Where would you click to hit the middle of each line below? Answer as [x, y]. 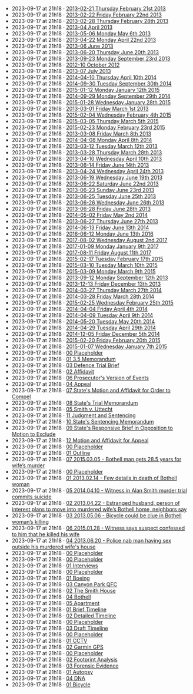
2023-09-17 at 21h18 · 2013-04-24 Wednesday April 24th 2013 [88, 171]
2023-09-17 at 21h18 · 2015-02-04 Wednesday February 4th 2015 [91, 115]
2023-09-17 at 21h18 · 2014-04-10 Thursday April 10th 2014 [84, 77]
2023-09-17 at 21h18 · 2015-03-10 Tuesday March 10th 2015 [84, 265]
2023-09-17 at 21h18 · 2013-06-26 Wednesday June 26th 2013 [88, 202]
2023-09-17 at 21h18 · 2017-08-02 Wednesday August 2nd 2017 [89, 240]
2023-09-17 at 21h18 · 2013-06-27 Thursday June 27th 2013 [85, 221]
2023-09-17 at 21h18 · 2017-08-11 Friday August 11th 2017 [81, 252]
